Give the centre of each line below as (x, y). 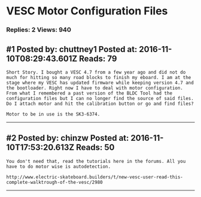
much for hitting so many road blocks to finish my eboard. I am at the (99, 77)
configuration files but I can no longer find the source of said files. (100, 98)
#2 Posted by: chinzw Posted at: (68, 138)
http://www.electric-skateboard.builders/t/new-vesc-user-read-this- (95, 177)
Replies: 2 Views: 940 (39, 30)
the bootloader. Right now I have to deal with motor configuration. (95, 88)
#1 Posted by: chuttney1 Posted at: (72, 49)
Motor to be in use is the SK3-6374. (53, 114)
